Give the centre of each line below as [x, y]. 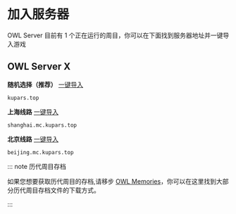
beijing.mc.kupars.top [41, 152]
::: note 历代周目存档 [37, 166]
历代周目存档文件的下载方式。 [56, 190]
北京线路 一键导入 [33, 139]
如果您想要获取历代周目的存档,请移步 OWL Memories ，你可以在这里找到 [112, 181]
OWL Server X [39, 67]
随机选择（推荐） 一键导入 [45, 84]
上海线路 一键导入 [33, 112]
